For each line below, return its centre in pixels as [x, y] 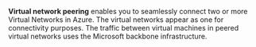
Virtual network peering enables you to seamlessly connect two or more [128, 11]
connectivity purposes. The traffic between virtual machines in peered [124, 28]
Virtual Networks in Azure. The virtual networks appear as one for [116, 20]
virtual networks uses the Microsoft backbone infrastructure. [108, 36]
